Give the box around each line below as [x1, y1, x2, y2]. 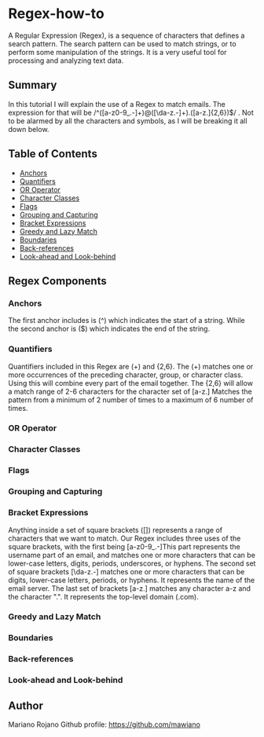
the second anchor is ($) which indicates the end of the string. [8, 324, 211, 334]
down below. [8, 124, 49, 134]
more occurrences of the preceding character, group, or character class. [8, 370, 244, 379]
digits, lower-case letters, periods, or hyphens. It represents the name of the [8, 575, 255, 585]
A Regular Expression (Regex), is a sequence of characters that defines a [8, 31, 245, 40]
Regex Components [8, 274, 108, 288]
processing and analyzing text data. [8, 56, 124, 65]
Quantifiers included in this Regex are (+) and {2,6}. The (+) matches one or [8, 361, 254, 371]
